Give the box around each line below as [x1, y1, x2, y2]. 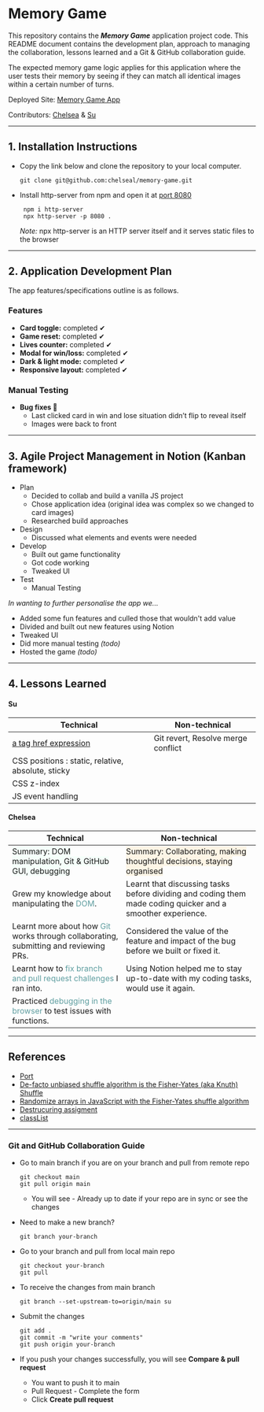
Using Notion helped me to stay [125, 962, 242, 973]
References [8, 1051, 66, 1064]
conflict [153, 742, 182, 753]
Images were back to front [31, 419, 117, 429]
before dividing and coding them [125, 888, 246, 899]
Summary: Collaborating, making [125, 846, 247, 857]
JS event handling [12, 791, 79, 802]
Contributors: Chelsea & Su [8, 109, 97, 119]
